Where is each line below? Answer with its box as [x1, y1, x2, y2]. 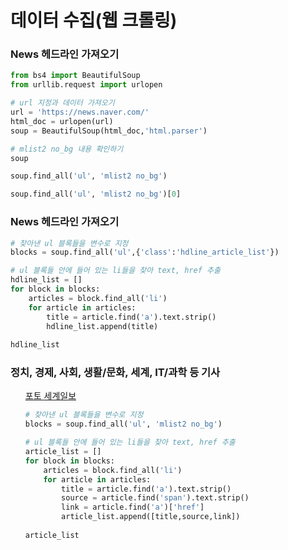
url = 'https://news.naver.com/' [10, 107, 150, 118]
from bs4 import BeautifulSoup [10, 71, 141, 81]
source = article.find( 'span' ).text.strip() [61, 493, 250, 503]
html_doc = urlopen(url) [10, 116, 114, 126]
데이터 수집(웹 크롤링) [10, 9, 178, 32]
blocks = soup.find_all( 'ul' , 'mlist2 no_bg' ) [24, 419, 223, 430]
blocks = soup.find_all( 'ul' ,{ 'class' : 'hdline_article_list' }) [10, 247, 280, 258]
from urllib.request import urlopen [10, 80, 163, 90]
